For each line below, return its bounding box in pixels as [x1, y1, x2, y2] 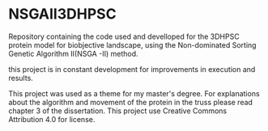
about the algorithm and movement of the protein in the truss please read [8, 97, 253, 107]
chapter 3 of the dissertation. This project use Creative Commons [8, 106, 228, 116]
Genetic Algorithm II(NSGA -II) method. [8, 49, 139, 58]
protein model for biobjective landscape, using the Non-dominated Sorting [8, 40, 257, 49]
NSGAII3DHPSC [8, 5, 117, 23]
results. [8, 73, 34, 82]
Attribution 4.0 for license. [8, 114, 96, 124]
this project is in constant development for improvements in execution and [8, 64, 256, 74]
